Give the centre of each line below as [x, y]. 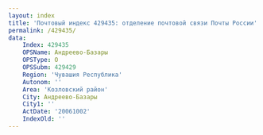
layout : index [32, 15]
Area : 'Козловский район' [66, 89]
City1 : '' [39, 104]
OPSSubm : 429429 [50, 67]
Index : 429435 [46, 45]
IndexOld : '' [44, 119]
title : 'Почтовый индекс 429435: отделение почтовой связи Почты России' [133, 23]
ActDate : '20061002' [56, 112]
